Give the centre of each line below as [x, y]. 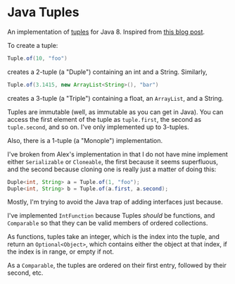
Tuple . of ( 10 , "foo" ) [38, 58]
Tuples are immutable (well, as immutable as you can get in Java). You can [115, 112]
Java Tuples [43, 12]
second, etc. [25, 273]
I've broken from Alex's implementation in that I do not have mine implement [118, 154]
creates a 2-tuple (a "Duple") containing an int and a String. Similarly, [107, 72]
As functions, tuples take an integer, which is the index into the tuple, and [114, 237]
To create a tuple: [33, 45]
